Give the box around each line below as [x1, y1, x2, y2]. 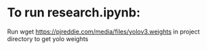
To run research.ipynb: [7, 5, 141, 21]
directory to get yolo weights [7, 34, 89, 42]
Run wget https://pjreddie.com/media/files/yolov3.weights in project [7, 27, 200, 36]
